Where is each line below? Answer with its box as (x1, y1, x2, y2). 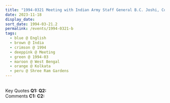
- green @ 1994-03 (10, 54, 49, 60)
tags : (5, 31, 17, 36)
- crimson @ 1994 (10, 45, 47, 50)
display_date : (5, 17, 35, 22)
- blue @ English (10, 36, 47, 41)
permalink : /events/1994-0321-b (5, 26, 73, 31)
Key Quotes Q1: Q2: (5, 88, 47, 93)
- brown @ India (10, 40, 44, 45)
